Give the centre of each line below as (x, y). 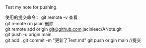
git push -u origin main (28, 34)
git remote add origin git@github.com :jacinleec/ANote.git (63, 29)
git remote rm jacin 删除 (29, 24)
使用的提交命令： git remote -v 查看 (41, 17)
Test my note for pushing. (32, 7)
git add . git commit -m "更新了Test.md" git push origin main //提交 (73, 40)
